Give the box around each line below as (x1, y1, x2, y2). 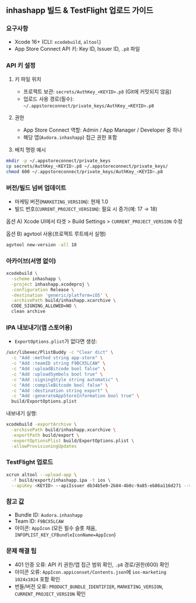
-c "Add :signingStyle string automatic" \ (11, 377, 118, 383)
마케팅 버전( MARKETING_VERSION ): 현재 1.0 (14, 198, 108, 205)
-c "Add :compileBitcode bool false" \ (11, 382, 108, 388)
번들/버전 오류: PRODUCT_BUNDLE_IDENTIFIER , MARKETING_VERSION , (14, 583, 163, 590)
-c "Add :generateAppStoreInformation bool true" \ (11, 393, 140, 399)
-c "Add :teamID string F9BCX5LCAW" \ (11, 360, 106, 367)
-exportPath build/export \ (11, 432, 80, 438)
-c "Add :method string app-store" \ (11, 355, 103, 361)
